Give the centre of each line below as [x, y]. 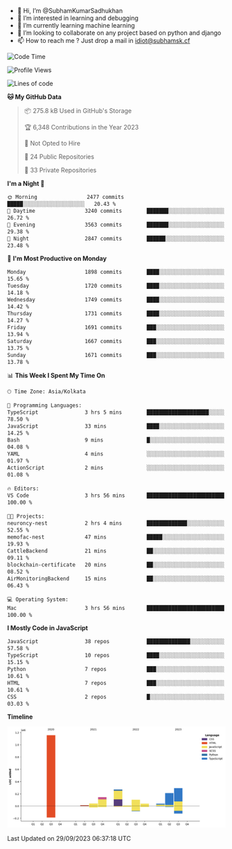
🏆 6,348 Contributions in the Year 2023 [81, 127]
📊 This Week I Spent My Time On [56, 375]
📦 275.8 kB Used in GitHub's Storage [78, 111]
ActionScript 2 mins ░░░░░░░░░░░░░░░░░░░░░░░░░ [116, 468]
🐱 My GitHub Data [35, 97]
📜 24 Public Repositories [59, 157]
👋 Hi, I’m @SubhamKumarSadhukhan [70, 11]
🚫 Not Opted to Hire [52, 143]
